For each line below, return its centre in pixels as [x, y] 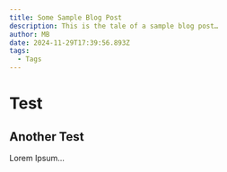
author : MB [30, 34]
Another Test [47, 137]
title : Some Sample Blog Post [66, 17]
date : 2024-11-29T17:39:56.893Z [70, 43]
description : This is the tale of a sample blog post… [114, 26]
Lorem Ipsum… [37, 158]
